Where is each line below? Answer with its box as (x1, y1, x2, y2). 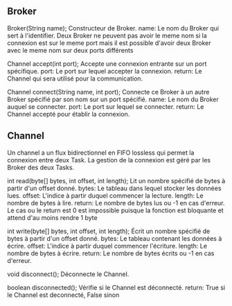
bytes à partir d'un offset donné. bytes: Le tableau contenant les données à (7, 234, 222, 242)
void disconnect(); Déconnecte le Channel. (7, 270, 130, 278)
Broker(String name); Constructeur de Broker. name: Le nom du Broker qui (7, 24, 220, 32)
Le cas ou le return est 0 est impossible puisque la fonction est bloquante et (7, 206, 224, 214)
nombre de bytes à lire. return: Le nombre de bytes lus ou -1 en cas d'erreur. (7, 198, 225, 207)
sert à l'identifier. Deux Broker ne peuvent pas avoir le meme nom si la (7, 31, 208, 40)
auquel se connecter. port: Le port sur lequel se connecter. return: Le (7, 102, 204, 110)
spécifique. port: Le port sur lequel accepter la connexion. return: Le (7, 67, 202, 75)
